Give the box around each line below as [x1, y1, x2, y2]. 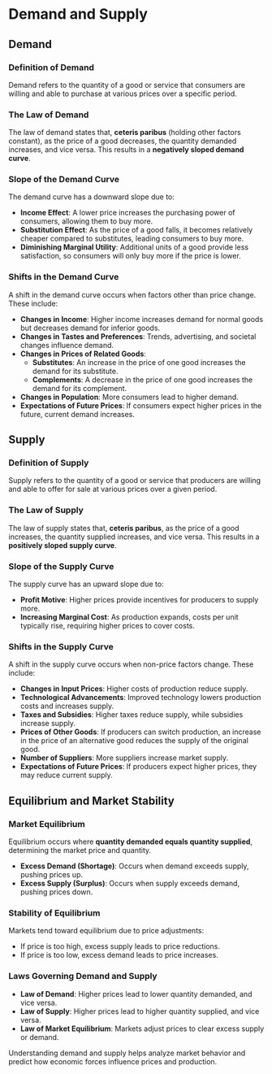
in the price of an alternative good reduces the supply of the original [19, 736, 249, 746]
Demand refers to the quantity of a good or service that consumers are [8, 80, 246, 89]
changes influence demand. [19, 340, 114, 350]
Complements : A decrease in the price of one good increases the [32, 375, 253, 385]
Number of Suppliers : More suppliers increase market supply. [19, 753, 229, 763]
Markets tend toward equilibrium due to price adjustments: [8, 926, 205, 936]
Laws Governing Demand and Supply [8, 971, 158, 982]
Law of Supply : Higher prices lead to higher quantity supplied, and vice [19, 1006, 260, 1016]
